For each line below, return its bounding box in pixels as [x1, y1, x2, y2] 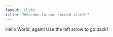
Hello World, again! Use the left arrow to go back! [5, 26, 108, 32]
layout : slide [5, 7, 35, 13]
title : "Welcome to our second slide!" [5, 12, 90, 17]
